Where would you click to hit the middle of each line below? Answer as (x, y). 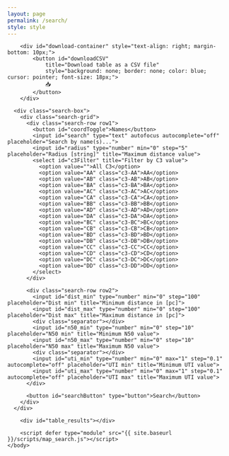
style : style (27, 27)
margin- (205, 47)
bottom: (19, 53)
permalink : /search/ (38, 21)
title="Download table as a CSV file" (102, 65)
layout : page (27, 14)
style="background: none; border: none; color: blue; (126, 72)
